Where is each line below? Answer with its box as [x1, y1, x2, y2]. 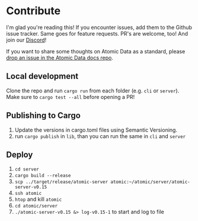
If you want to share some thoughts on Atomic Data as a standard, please [6, 47, 186, 55]
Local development [6, 71, 79, 81]
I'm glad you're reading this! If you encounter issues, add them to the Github [6, 24, 193, 31]
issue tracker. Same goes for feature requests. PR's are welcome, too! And [6, 30, 189, 37]
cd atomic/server [14, 203, 58, 209]
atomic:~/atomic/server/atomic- [110, 179, 191, 185]
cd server [14, 166, 40, 172]
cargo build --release [14, 173, 71, 179]
